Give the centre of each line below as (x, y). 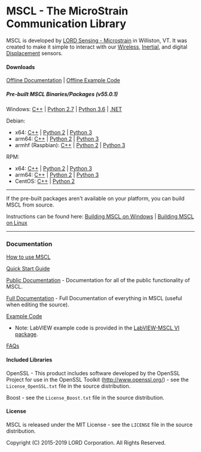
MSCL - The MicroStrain (67, 11)
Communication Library (66, 24)
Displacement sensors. (34, 53)
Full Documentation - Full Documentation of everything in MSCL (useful (94, 298)
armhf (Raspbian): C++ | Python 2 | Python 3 (70, 145)
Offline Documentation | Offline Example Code (63, 80)
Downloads (21, 67)
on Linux (17, 223)
